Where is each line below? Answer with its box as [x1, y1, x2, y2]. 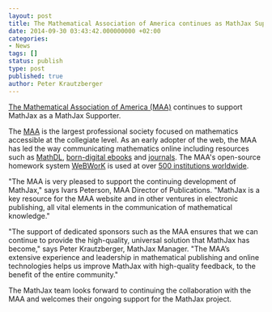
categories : [8, 34, 49, 43]
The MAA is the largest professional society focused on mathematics [8, 126, 239, 136]
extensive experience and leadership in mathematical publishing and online [8, 252, 260, 262]
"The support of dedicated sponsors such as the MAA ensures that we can [8, 226, 259, 236]
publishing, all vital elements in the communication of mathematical [8, 202, 233, 212]
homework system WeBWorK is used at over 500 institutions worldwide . [8, 160, 249, 170]
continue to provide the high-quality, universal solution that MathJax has [8, 235, 250, 245]
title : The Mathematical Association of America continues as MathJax [8, 19, 252, 28]
